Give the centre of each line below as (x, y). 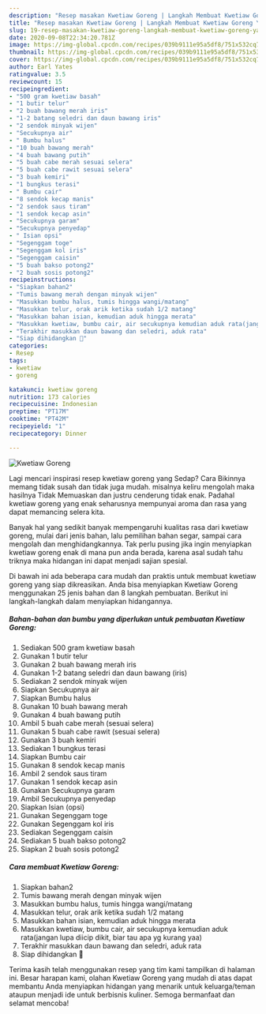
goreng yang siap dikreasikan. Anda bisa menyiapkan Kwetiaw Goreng (124, 584)
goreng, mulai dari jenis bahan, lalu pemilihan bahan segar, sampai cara (125, 535)
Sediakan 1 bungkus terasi (63, 748)
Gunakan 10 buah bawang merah (74, 706)
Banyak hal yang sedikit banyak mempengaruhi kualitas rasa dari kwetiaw (129, 527)
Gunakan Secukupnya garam (67, 790)
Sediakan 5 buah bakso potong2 (73, 840)
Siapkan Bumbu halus (56, 698)
